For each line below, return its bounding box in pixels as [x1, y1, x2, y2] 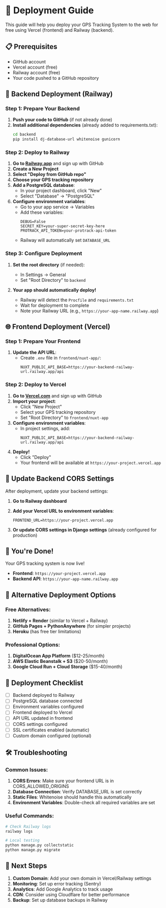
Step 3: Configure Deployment [5, 250, 82, 257]
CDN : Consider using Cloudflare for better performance [12, 891, 130, 897]
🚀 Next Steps [5, 861, 47, 870]
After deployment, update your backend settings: [5, 488, 108, 494]
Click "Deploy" [20, 454, 51, 460]
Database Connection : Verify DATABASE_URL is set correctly [12, 789, 142, 795]
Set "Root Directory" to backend [20, 277, 86, 283]
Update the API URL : [12, 349, 57, 356]
